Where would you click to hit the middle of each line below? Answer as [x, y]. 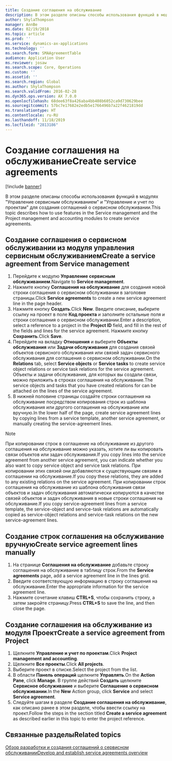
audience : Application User [35, 58]
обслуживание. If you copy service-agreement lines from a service [76, 504]
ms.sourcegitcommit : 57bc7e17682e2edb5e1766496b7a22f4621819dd [74, 106]
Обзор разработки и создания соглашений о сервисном [67, 747]
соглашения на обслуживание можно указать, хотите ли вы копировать [84, 449]
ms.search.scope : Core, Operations [43, 67]
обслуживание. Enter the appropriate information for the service [80, 587]
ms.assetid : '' [21, 77]
